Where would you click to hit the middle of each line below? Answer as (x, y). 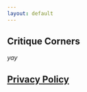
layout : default (30, 13)
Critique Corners (44, 42)
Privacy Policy (38, 79)
